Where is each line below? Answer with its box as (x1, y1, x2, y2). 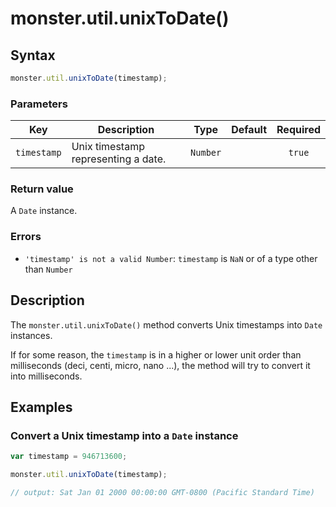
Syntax (10, 47, 56, 64)
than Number (24, 263, 73, 275)
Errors (10, 230, 42, 244)
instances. (10, 329, 53, 341)
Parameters (10, 97, 68, 111)
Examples (10, 398, 73, 416)
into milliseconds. (10, 370, 83, 382)
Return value (10, 182, 74, 196)
